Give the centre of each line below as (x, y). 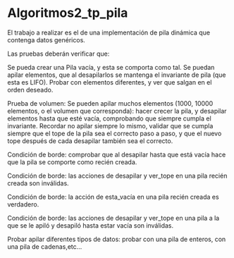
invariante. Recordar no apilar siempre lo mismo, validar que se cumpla (110, 125)
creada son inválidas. (38, 183)
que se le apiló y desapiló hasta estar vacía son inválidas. (91, 225)
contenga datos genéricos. (47, 39)
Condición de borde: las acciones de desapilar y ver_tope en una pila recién (117, 176)
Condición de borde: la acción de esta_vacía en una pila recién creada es (113, 197)
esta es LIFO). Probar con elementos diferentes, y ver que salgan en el (110, 82)
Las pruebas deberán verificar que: (58, 54)
